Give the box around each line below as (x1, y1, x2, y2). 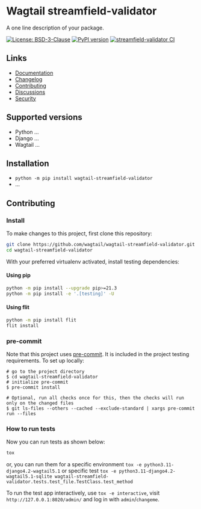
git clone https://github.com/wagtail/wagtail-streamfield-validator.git (6, 242, 196, 248)
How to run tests (6, 424, 56, 433)
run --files (6, 411, 36, 417)
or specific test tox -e (61, 467, 117, 475)
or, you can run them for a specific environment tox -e (6, 461, 142, 468)
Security (14, 94, 36, 102)
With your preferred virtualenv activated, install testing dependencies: (6, 258, 179, 265)
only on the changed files (6, 400, 74, 407)
